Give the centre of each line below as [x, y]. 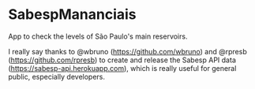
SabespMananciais [72, 15]
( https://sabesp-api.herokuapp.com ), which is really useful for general [122, 68]
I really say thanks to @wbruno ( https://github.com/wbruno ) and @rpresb [127, 51]
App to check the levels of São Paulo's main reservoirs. [98, 36]
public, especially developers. [56, 76]
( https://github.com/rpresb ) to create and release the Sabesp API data [122, 60]
